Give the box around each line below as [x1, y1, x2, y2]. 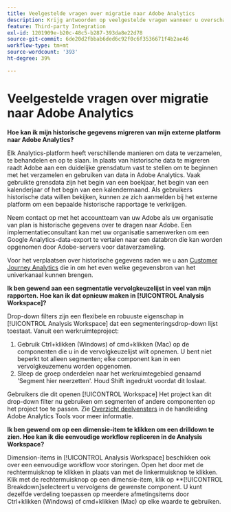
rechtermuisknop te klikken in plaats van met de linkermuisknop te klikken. [7, 468, 218, 476]
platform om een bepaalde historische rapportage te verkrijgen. [7, 200, 187, 208]
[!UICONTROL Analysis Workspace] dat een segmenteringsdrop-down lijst [7, 319, 218, 327]
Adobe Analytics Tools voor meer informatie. [7, 411, 134, 420]
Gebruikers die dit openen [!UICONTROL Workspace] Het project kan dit [7, 390, 212, 398]
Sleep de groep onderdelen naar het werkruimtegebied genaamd [16, 369, 201, 378]
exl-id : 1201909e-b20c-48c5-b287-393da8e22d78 [7, 29, 143, 37]
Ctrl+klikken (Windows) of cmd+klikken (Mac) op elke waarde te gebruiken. [7, 497, 221, 505]
